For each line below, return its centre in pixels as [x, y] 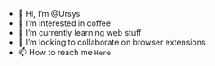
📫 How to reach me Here [64, 52]
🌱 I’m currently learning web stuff [80, 33]
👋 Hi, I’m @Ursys [49, 14]
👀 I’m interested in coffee [64, 23]
